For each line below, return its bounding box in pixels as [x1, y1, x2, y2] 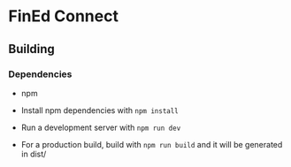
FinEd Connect [8, 6, 119, 27]
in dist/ [20, 148, 47, 159]
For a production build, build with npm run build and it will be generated [20, 139, 283, 149]
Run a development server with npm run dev [20, 122, 181, 133]
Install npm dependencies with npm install [20, 104, 179, 116]
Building [8, 42, 55, 57]
